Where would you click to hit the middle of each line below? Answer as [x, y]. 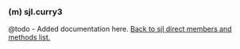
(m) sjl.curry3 [35, 12]
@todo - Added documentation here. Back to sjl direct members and [120, 29]
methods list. [29, 37]
